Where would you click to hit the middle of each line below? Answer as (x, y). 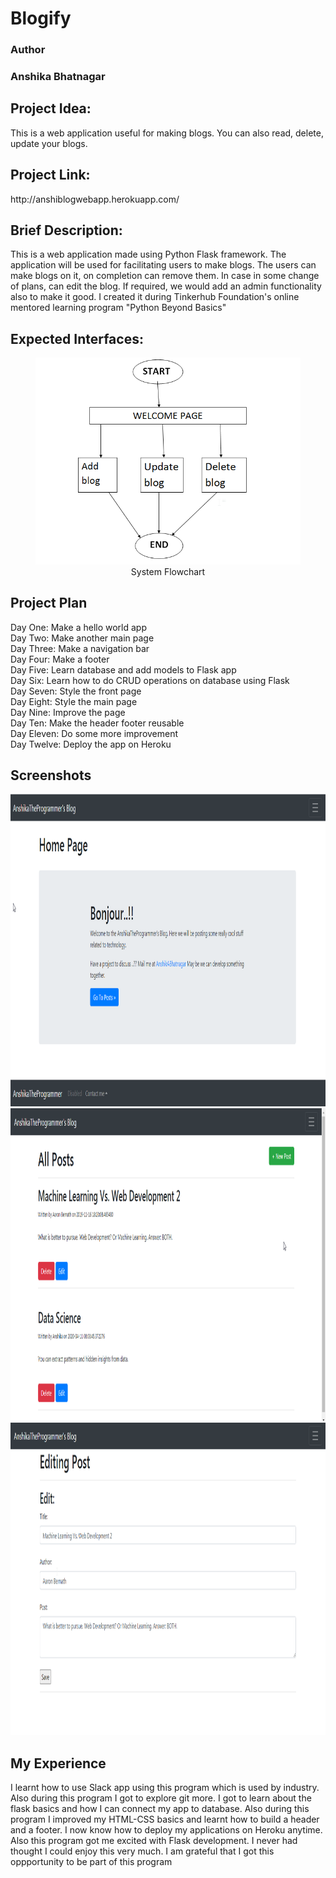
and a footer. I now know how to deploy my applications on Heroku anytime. (166, 1830)
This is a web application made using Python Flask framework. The (148, 254)
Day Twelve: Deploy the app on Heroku (91, 744)
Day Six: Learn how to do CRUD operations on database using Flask (150, 680)
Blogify (41, 18)
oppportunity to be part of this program (91, 1862)
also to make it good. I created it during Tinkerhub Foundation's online (155, 297)
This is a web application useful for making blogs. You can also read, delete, (167, 133)
